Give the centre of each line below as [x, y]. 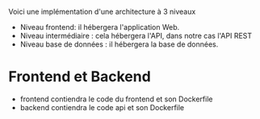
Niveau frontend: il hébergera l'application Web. [100, 27]
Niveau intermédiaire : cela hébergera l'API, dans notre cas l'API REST [136, 36]
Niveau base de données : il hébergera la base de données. [119, 44]
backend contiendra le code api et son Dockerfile [102, 107]
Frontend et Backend [80, 77]
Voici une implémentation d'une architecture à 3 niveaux [102, 12]
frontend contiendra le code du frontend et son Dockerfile [116, 99]
